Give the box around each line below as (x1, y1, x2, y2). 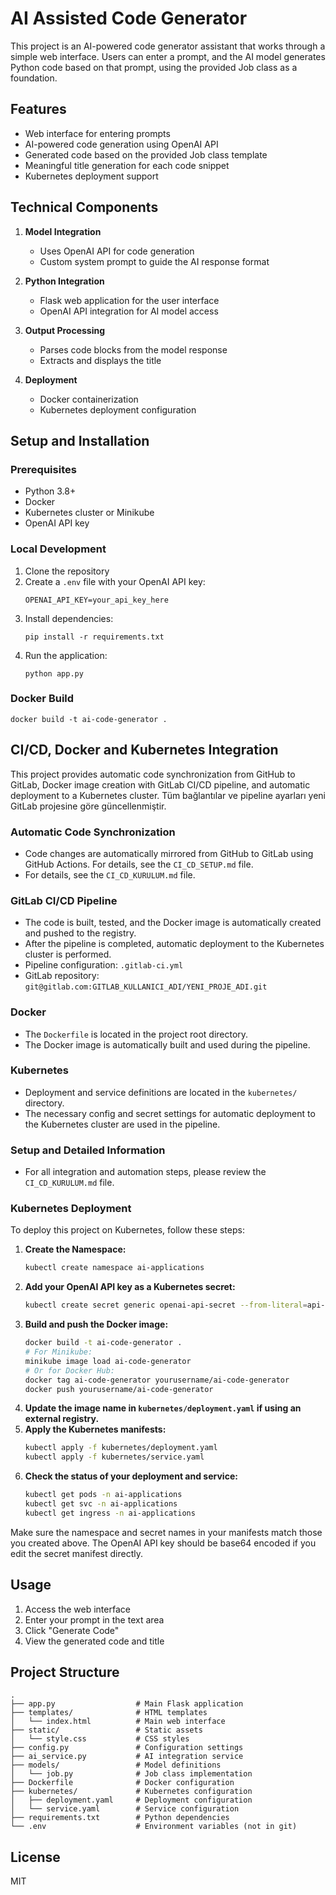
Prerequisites (10, 462, 77, 476)
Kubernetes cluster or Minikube (24, 507, 155, 519)
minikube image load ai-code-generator (24, 1356, 192, 1366)
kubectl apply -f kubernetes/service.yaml (24, 1452, 205, 1462)
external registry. (24, 1413, 100, 1425)
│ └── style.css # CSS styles (10, 1734, 190, 1744)
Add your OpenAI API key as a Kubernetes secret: (24, 1281, 236, 1293)
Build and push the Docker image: (24, 1318, 169, 1331)
